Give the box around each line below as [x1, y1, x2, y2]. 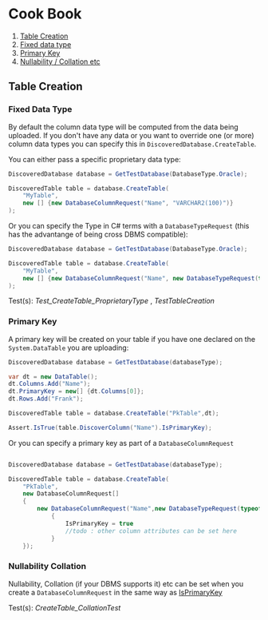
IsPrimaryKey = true [65, 519, 134, 527]
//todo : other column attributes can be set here [65, 527, 238, 535]
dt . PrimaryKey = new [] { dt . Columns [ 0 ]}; [8, 387, 145, 395]
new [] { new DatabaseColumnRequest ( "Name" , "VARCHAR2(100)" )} [22, 199, 234, 208]
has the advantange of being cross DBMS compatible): [8, 229, 189, 239]
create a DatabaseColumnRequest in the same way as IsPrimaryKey [8, 587, 223, 597]
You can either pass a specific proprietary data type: [8, 154, 181, 164]
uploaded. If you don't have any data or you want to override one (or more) [8, 130, 254, 140]
